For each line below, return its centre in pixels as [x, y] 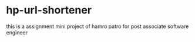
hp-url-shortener [49, 10]
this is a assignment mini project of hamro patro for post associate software [97, 26]
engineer [17, 32]
